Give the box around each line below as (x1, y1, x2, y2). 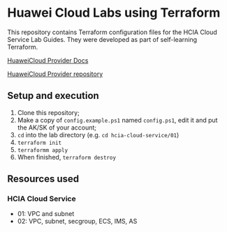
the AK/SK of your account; (17, 123, 96, 132)
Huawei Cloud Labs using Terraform (7, 5, 221, 21)
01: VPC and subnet (17, 210, 75, 218)
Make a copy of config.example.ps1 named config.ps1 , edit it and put (17, 116, 218, 124)
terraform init (17, 139, 62, 146)
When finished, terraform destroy (17, 153, 117, 161)
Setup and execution (7, 90, 99, 102)
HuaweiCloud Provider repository (7, 70, 103, 78)
